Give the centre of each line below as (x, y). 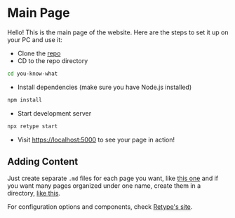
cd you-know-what (33, 74)
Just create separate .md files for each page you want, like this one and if (113, 178)
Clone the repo (39, 53)
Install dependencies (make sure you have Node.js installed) (105, 87)
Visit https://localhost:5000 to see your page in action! (96, 139)
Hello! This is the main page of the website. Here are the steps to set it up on (118, 32)
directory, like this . (34, 193)
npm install (25, 100)
